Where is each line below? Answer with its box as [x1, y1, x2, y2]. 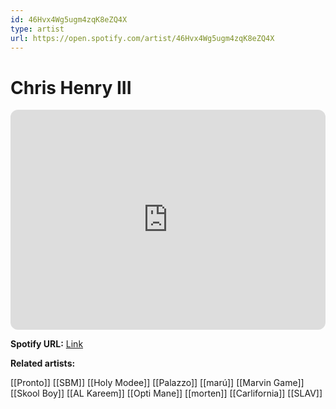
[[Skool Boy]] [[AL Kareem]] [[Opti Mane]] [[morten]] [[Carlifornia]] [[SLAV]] [10, 387, 323, 400]
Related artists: [10, 357, 76, 370]
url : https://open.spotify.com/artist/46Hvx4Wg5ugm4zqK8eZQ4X [10, 33, 275, 43]
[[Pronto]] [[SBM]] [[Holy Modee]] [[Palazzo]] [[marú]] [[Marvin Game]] [10, 377, 305, 389]
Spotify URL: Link [10, 338, 84, 350]
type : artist [10, 24, 65, 34]
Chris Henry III [10, 76, 132, 99]
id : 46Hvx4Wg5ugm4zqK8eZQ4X [10, 14, 128, 25]
